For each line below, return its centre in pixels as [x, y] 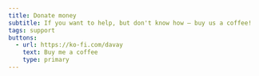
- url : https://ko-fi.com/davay [70, 45]
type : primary [46, 60]
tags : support [32, 30]
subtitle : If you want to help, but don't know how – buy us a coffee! [130, 23]
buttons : [23, 38]
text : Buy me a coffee [60, 52]
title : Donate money [43, 15]
